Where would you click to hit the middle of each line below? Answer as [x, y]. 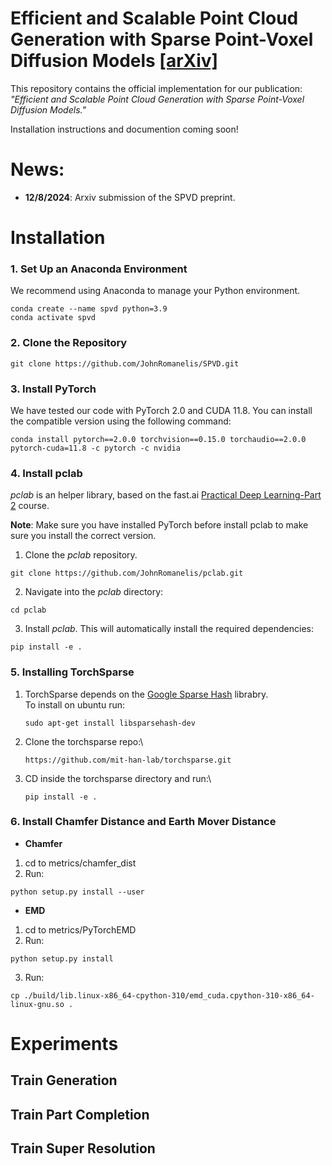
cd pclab [28, 610]
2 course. [30, 506]
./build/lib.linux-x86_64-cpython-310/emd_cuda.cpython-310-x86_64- [169, 995]
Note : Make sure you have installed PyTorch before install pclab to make [159, 525]
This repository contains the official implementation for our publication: [156, 88]
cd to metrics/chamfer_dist [80, 863]
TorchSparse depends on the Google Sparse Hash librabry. [146, 694]
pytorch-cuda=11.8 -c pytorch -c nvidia [96, 448]
